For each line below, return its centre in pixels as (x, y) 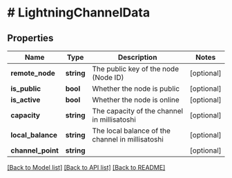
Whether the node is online (136, 100)
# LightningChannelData (79, 13)
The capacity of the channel (138, 111)
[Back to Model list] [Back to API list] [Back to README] (86, 167)
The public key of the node (136, 69)
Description (137, 57)
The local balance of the (131, 131)
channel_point (35, 151)
